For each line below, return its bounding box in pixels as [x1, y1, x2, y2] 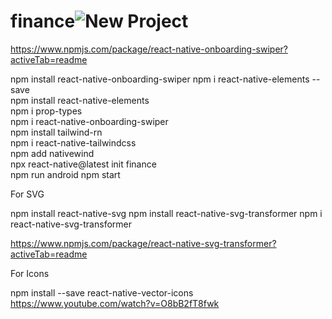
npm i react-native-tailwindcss [10, 136, 137, 149]
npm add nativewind [10, 147, 95, 159]
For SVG [10, 188, 45, 200]
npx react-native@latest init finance [10, 158, 157, 170]
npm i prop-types [10, 105, 83, 117]
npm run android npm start [10, 168, 121, 180]
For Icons [10, 267, 50, 279]
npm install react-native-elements [10, 94, 150, 106]
